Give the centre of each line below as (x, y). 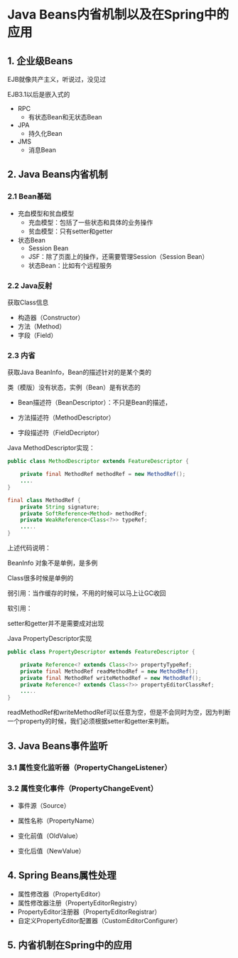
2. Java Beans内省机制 (58, 175)
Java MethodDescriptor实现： (52, 448)
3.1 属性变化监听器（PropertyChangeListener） (90, 767)
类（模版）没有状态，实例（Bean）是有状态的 (74, 388)
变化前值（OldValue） (50, 836)
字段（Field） (37, 335)
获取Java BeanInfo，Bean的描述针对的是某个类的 (79, 372)
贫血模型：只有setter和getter (70, 231)
